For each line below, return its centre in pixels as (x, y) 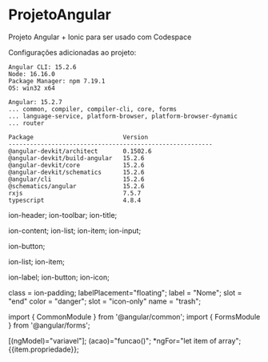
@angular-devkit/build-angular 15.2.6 (77, 158)
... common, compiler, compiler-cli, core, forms (93, 109)
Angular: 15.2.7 (35, 102)
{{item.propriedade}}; (44, 349)
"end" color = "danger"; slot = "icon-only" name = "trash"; (105, 301)
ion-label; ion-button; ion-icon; (59, 277)
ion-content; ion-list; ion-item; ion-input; (75, 231)
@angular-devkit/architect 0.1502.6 (80, 151)
